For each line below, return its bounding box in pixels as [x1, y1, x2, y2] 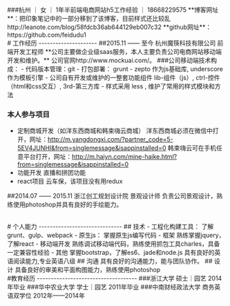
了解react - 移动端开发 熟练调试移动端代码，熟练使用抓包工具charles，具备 [7, 240, 220, 248]
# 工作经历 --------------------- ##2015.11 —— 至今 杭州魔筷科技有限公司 [7, 39, 216, 47]
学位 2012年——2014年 [19, 291, 85, 300]
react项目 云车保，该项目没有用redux [17, 177, 123, 186]
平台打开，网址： [23, 153, 73, 161]
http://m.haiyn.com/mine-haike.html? [71, 153, 178, 161]
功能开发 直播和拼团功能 [17, 169, 86, 177]
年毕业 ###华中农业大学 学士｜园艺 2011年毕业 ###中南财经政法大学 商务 [7, 283, 215, 291]
